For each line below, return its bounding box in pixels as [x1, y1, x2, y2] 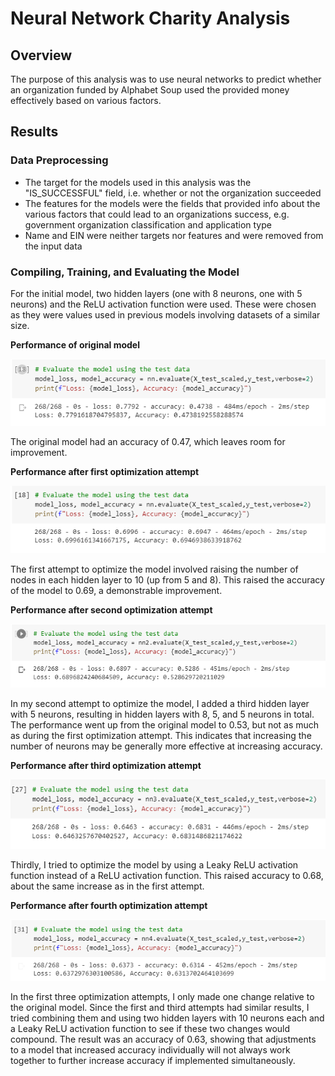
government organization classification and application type [24, 218, 272, 231]
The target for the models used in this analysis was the [24, 176, 252, 188]
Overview [10, 47, 73, 64]
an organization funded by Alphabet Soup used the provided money [10, 84, 290, 96]
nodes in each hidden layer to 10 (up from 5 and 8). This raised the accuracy [10, 574, 325, 586]
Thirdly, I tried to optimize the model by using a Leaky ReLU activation [10, 858, 299, 871]
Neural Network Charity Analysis [10, 7, 291, 30]
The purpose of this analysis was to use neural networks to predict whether [10, 73, 322, 85]
